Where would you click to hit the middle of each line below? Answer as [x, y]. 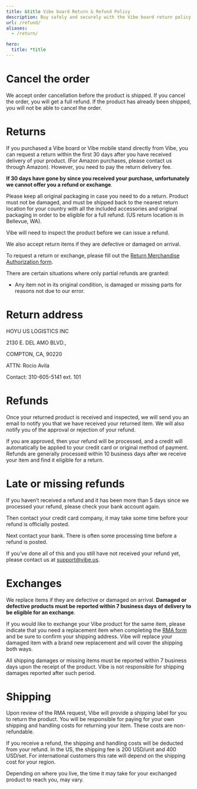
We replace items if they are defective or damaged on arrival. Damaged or [96, 599]
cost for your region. [31, 762]
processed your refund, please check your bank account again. [83, 506]
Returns [26, 132]
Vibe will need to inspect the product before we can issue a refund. [88, 232]
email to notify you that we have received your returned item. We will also [95, 423]
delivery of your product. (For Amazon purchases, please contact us [89, 161]
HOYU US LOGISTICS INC [37, 331]
